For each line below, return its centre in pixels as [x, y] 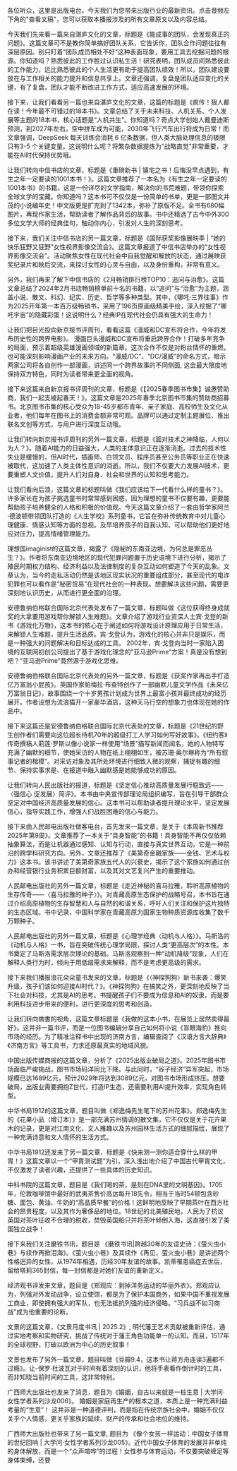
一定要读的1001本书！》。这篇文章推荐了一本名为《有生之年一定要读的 [127, 179]
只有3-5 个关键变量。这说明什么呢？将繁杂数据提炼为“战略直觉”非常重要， [115, 146]
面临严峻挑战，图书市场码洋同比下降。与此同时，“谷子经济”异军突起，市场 [121, 1069]
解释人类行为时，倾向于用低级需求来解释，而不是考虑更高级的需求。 [106, 962]
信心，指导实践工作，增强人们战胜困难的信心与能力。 [85, 811]
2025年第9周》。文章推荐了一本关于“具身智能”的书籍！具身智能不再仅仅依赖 [117, 835]
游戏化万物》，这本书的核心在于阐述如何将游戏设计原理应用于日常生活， [123, 625]
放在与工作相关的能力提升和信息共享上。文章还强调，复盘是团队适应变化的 [115, 78]
